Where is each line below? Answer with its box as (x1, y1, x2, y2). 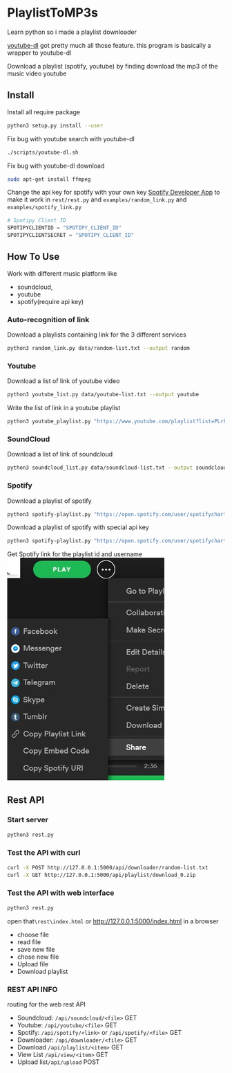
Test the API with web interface (7, 888, 115, 898)
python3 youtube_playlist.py (7, 418, 91, 425)
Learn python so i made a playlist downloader (7, 28, 137, 36)
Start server (7, 815, 48, 824)
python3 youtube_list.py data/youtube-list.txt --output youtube (7, 391, 199, 398)
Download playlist (17, 968, 68, 976)
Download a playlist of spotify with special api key (7, 523, 150, 531)
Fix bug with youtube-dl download (7, 161, 105, 170)
